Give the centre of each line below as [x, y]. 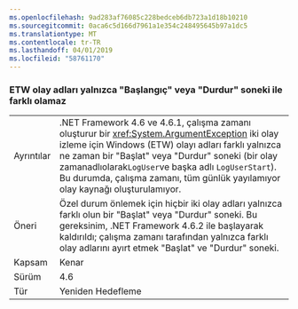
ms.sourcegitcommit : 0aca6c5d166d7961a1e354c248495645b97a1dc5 [129, 26]
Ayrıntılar [32, 156]
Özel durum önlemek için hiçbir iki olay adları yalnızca [170, 203]
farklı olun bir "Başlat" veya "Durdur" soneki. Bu [158, 215]
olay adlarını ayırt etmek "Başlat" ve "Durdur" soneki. [169, 248]
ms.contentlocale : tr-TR [55, 42]
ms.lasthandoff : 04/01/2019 [61, 51]
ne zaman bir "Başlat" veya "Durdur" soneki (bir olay [168, 156]
